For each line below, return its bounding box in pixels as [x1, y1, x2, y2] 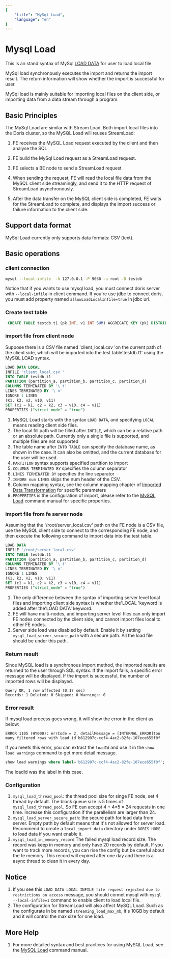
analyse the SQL [12, 146, 47, 151]
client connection [5, 265, 50, 272]
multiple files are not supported [12, 438, 79, 444]
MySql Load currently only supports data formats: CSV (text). [5, 235, 134, 241]
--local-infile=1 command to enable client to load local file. [12, 897, 141, 904]
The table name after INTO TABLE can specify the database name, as [12, 443, 155, 449]
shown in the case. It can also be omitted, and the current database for [12, 449, 162, 455]
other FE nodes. [12, 622, 46, 628]
